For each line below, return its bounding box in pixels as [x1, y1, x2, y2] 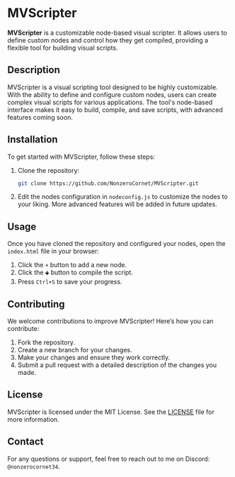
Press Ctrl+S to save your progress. [17, 278, 122, 286]
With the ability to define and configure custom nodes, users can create [7, 90, 217, 99]
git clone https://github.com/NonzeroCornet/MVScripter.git [17, 179, 199, 187]
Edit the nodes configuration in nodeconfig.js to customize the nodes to [17, 193, 228, 201]
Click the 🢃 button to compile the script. [17, 268, 133, 277]
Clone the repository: [17, 166, 80, 174]
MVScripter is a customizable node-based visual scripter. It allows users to [7, 28, 228, 37]
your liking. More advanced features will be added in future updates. [17, 200, 217, 208]
